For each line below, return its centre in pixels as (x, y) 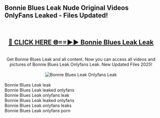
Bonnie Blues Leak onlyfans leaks (38, 105)
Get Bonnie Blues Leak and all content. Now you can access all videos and (81, 59)
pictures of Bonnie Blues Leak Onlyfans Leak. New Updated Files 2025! (81, 64)
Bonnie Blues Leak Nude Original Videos (67, 8)
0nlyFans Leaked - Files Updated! (56, 16)
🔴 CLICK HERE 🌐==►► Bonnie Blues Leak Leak (81, 42)
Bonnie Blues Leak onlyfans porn (38, 110)
